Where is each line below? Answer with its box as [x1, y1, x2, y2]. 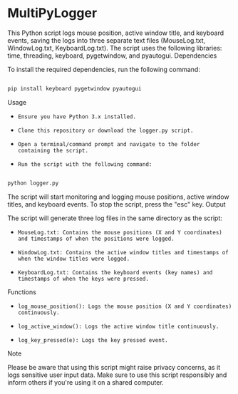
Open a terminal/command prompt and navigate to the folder [17, 140, 200, 147]
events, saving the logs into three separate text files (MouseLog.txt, [7, 36, 206, 44]
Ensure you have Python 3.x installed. [17, 113, 137, 120]
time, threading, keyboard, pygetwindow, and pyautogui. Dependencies [7, 51, 217, 60]
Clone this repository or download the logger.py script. [17, 127, 194, 134]
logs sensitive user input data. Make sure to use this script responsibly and [7, 370, 227, 379]
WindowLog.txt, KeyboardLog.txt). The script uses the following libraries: [7, 43, 222, 52]
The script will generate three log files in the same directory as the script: [7, 214, 223, 222]
